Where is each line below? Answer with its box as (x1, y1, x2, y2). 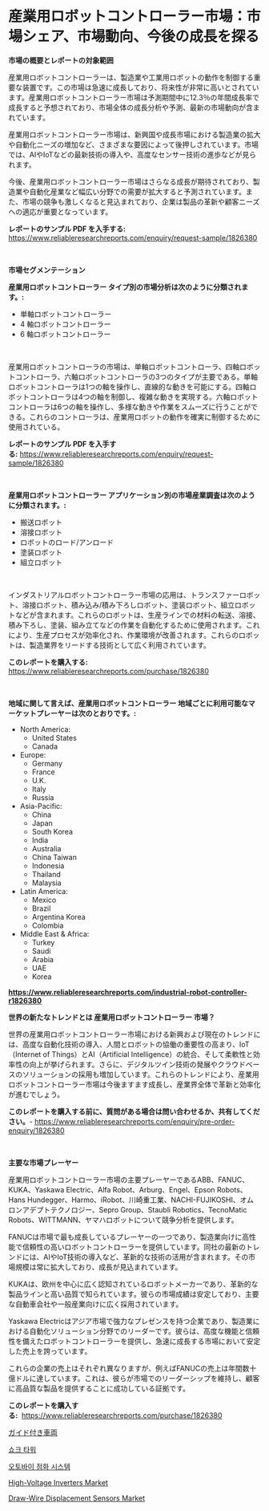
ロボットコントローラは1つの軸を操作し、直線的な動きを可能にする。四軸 (8, 382, 250, 392)
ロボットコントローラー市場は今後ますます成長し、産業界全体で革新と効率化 (8, 1079, 261, 1089)
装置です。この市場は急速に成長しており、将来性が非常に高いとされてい (22, 82, 259, 92)
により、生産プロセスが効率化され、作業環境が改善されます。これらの (8, 630, 239, 640)
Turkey (31, 937, 55, 947)
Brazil (31, 904, 51, 913)
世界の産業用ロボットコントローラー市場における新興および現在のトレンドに (8, 1029, 261, 1039)
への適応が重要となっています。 (8, 206, 113, 217)
